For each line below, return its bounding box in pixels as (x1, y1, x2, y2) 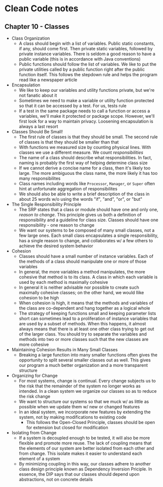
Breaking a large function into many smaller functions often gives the (19, 352, 158, 358)
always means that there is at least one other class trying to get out (19, 326, 154, 332)
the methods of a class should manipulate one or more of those (19, 258, 147, 264)
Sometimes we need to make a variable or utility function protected (19, 98, 154, 103)
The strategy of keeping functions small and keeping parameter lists (19, 311, 157, 316)
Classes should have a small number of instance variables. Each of (19, 254, 154, 259)
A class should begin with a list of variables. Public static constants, (19, 41, 155, 46)
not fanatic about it (19, 92, 57, 98)
